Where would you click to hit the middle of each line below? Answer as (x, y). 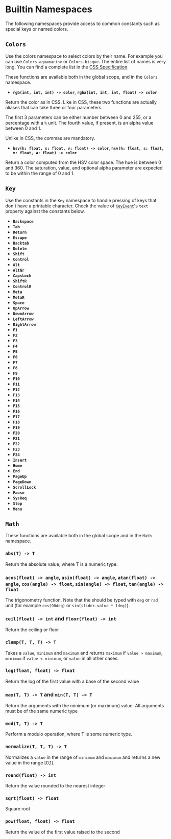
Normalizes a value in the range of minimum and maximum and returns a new (83, 757)
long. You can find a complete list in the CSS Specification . (67, 67)
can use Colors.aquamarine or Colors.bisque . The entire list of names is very (86, 61)
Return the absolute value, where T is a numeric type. (62, 564)
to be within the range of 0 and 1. (40, 173)
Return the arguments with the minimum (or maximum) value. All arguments (85, 706)
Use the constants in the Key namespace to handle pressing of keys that (81, 200)
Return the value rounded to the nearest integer (55, 786)
